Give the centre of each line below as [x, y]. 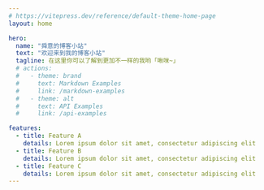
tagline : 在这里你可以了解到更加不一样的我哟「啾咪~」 [97, 61]
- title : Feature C [49, 166]
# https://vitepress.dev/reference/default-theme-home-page [113, 16]
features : [25, 128]
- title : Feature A [49, 136]
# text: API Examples [60, 106]
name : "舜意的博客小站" [52, 45]
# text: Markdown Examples [69, 83]
